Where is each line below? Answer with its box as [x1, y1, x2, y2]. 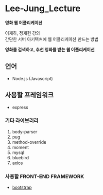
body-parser [12, 129, 37, 134]
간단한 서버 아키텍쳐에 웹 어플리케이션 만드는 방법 [5, 36, 99, 42]
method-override [12, 139, 47, 145]
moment [12, 144, 29, 150]
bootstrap [12, 184, 32, 191]
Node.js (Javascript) [12, 75, 53, 81]
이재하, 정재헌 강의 [5, 30, 40, 36]
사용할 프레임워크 [5, 91, 54, 99]
